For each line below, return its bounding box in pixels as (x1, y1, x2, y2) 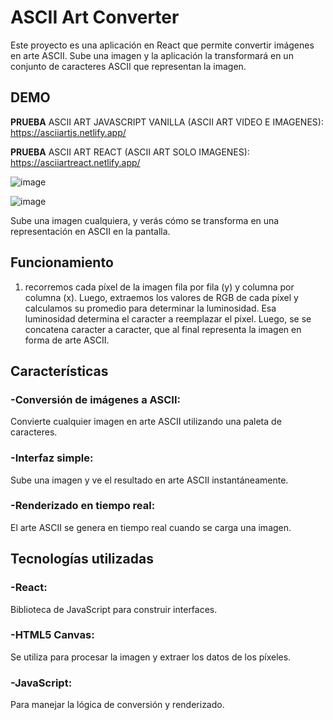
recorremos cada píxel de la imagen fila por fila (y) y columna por (24, 281, 295, 293)
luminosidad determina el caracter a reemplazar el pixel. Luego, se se (24, 312, 312, 325)
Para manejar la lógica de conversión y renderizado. (10, 699, 225, 711)
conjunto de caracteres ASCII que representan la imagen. (10, 60, 247, 72)
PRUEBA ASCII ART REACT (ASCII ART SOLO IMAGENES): (10, 146, 250, 158)
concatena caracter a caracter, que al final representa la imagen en (24, 323, 302, 335)
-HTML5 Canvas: (10, 628, 95, 642)
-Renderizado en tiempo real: (10, 499, 156, 513)
